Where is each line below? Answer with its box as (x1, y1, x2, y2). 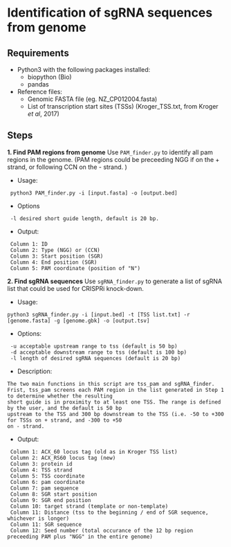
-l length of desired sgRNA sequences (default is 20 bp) (10, 355, 181, 361)
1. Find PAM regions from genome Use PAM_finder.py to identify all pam (7, 147, 213, 156)
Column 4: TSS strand (10, 466, 73, 474)
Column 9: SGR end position (10, 496, 91, 503)
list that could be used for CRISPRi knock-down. (7, 284, 144, 292)
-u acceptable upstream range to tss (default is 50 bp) (10, 343, 178, 350)
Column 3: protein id (10, 460, 73, 467)
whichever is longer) (7, 514, 70, 522)
